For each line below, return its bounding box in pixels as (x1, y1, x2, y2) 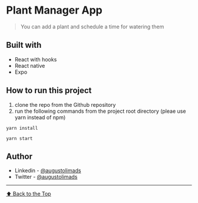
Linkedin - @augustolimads (14, 167, 81, 174)
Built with (6, 40, 42, 50)
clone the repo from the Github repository (14, 101, 116, 108)
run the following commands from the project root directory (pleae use (14, 107, 186, 114)
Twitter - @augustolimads (14, 173, 78, 181)
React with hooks (14, 55, 57, 63)
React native (14, 62, 45, 69)
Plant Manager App (6, 4, 103, 17)
